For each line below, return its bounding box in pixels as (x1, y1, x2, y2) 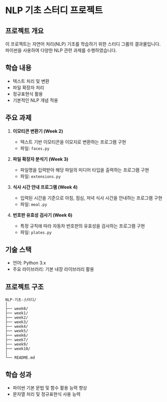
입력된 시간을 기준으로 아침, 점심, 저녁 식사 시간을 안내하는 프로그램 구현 (20, 194, 162, 201)
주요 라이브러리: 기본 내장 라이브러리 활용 (12, 266, 94, 272)
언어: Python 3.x (12, 260, 47, 266)
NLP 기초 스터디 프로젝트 (5, 5, 103, 16)
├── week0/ (5, 306, 28, 311)
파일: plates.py (20, 229, 52, 235)
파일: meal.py (20, 201, 47, 207)
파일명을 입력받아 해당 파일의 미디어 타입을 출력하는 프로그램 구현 (20, 166, 149, 173)
